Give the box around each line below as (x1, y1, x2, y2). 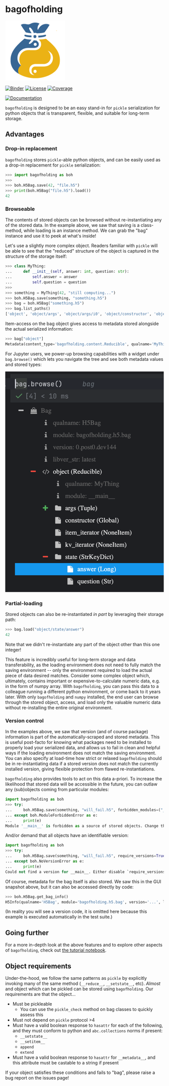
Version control (5, 717, 44, 724)
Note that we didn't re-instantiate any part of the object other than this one (5, 641, 160, 647)
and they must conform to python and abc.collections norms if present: (12, 1028, 163, 1034)
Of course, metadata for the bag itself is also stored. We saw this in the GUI (5, 878, 161, 884)
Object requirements (5, 962, 71, 970)
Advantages (5, 130, 44, 139)
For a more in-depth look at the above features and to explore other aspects (5, 942, 162, 948)
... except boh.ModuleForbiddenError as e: (5, 813, 98, 818)
